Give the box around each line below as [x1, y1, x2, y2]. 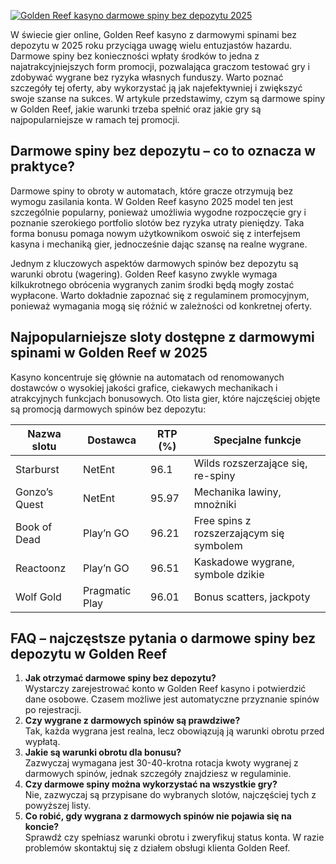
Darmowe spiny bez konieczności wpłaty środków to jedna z [10, 50, 260, 62]
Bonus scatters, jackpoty [193, 590, 311, 604]
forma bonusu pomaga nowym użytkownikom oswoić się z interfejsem [10, 227, 301, 239]
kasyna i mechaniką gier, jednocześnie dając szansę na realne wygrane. [10, 238, 308, 250]
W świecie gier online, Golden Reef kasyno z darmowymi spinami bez [10, 29, 297, 40]
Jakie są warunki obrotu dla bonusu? [24, 746, 182, 759]
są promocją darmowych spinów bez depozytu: [10, 403, 207, 415]
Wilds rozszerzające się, [193, 456, 308, 470]
